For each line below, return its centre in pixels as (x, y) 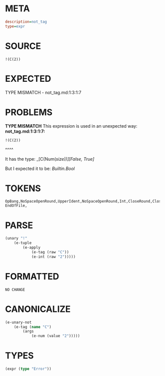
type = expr (15, 26)
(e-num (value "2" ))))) (55, 336)
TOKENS (23, 188)
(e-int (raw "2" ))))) (54, 257)
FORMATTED (32, 276)
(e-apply (32, 248)
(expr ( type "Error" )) (28, 369)
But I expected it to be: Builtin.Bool (40, 169)
